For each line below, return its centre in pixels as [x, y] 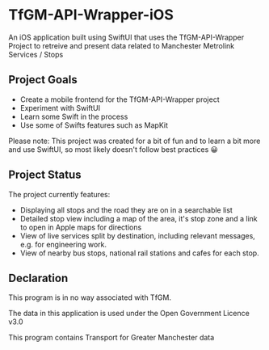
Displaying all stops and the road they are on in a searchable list [126, 210]
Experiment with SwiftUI [60, 108]
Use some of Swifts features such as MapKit [94, 125]
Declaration [38, 278]
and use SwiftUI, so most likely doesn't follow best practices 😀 [113, 149]
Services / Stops [36, 54]
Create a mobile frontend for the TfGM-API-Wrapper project [120, 99]
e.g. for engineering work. [63, 244]
